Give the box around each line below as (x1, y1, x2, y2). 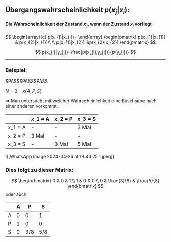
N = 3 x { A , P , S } (5, 88, 42, 94)
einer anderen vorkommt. (5, 103, 59, 109)
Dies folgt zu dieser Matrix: (5, 166, 74, 173)
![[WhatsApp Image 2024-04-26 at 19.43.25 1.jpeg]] (5, 153, 115, 159)
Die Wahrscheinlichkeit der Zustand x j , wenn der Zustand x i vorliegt (5, 21, 152, 29)
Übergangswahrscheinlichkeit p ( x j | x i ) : (5, 6, 130, 16)
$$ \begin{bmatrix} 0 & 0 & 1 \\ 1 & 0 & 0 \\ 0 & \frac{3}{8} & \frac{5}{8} (11, 178, 160, 184)
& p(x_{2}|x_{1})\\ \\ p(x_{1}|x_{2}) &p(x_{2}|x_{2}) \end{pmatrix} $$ (15, 39, 156, 45)
